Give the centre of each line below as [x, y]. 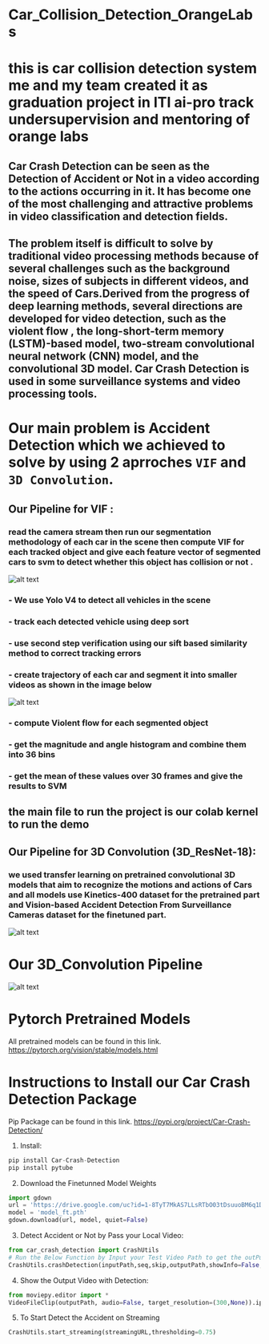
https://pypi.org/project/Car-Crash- [192, 1121]
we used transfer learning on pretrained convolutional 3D [122, 874]
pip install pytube [41, 1168]
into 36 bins [32, 754]
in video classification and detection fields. [118, 216]
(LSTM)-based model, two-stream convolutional [131, 344]
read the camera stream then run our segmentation [110, 532]
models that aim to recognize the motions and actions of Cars [130, 885]
